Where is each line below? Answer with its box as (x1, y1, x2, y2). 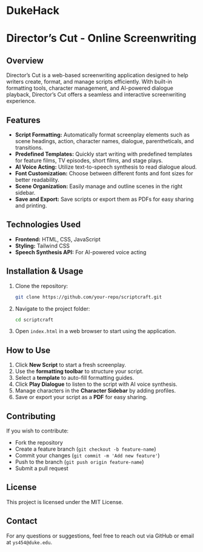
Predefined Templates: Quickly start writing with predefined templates (15, 150, 193, 158)
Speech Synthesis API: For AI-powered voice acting (15, 248, 147, 255)
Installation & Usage (6, 266, 84, 277)
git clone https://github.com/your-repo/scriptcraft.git (15, 294, 162, 300)
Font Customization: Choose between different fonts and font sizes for (15, 170, 194, 177)
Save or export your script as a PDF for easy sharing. (15, 394, 148, 401)
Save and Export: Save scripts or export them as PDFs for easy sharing (15, 195, 194, 203)
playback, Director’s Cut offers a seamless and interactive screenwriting (6, 91, 186, 98)
